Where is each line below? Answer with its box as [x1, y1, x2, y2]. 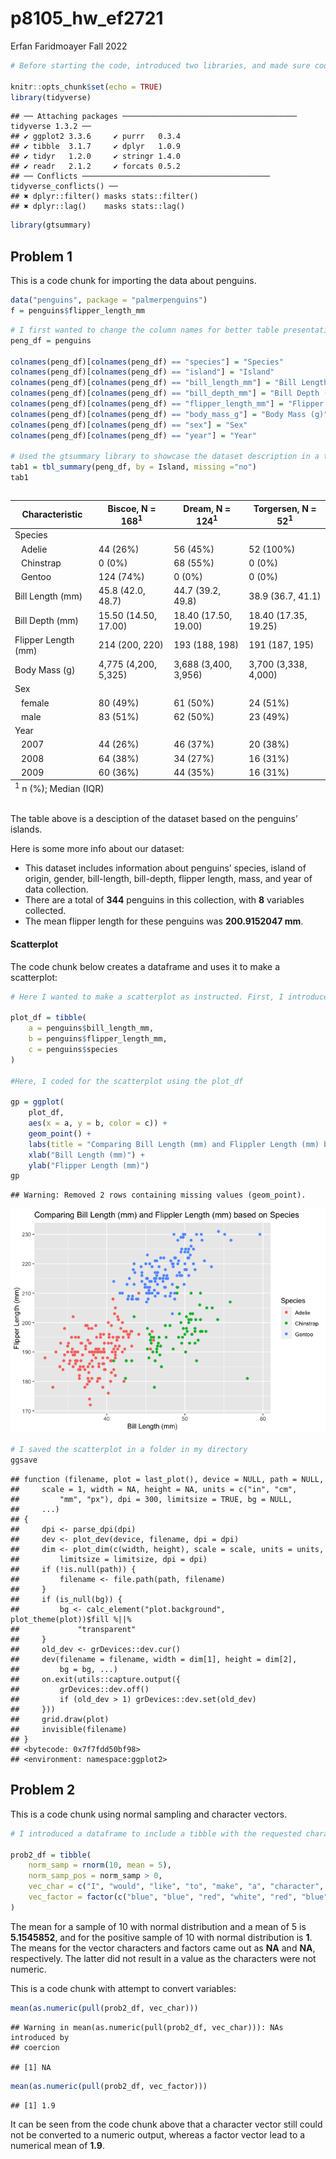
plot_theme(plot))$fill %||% [10, 1615, 132, 1625]
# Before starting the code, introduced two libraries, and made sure [10, 60, 311, 71]
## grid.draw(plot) [10, 1715, 110, 1725]
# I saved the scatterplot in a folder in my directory [10, 1445, 248, 1455]
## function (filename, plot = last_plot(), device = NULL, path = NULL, [10, 1475, 325, 1485]
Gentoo [21, 571, 52, 583]
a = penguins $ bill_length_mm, [28, 1023, 155, 1034]
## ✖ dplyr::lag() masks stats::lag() [10, 202, 186, 212]
